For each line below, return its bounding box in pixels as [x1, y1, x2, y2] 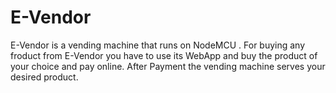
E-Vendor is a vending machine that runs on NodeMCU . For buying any [10, 39, 306, 51]
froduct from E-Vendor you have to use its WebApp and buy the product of [10, 49, 318, 61]
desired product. [10, 71, 79, 83]
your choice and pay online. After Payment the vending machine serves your [10, 60, 326, 72]
